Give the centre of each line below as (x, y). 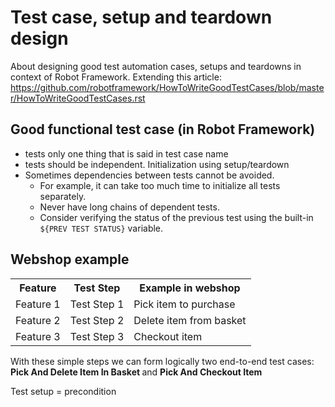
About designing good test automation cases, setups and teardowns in (156, 66)
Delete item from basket (190, 320)
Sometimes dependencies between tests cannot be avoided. (149, 175)
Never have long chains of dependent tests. (129, 207)
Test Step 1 (97, 304)
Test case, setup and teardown (141, 17)
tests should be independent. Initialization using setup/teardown (157, 164)
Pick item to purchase (184, 304)
